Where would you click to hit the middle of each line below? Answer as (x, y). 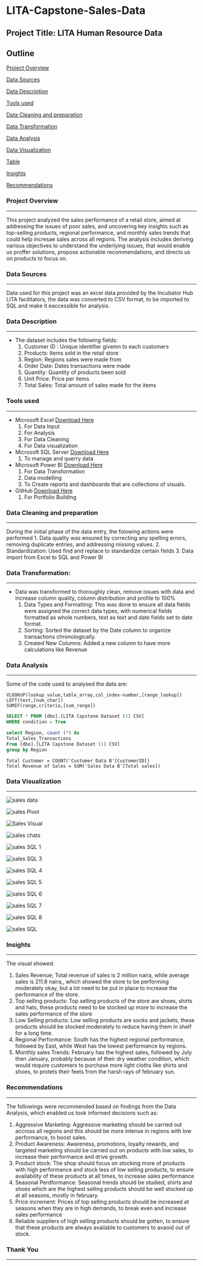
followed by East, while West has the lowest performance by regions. (101, 1046)
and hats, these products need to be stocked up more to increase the (101, 1008)
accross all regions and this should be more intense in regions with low (103, 1131)
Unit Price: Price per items (56, 379)
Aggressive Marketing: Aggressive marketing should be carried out (98, 1124)
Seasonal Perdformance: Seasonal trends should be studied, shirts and (103, 1182)
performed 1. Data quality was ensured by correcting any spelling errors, (97, 538)
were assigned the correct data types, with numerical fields (98, 611)
